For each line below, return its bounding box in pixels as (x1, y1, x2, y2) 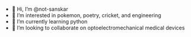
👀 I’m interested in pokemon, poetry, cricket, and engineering (11, 12, 161, 19)
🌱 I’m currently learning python (11, 18, 88, 25)
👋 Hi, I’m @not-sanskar (11, 6, 68, 12)
